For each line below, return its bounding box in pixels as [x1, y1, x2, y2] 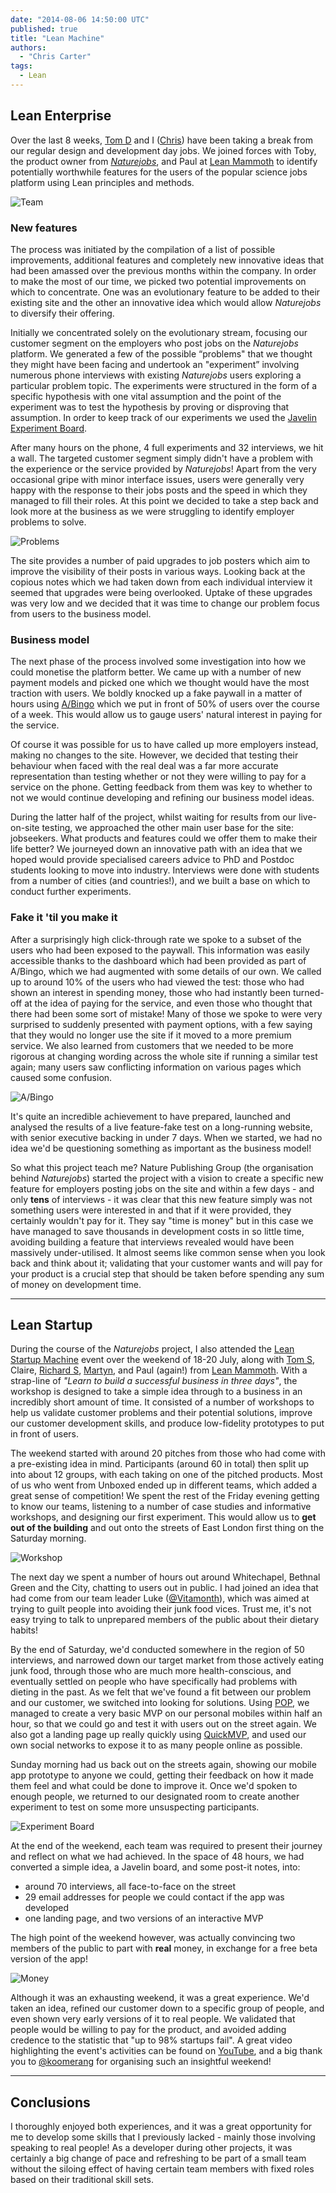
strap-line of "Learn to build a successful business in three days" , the [10, 1375, 298, 1387]
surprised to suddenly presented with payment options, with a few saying [10, 1018, 313, 1030]
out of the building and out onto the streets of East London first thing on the [10, 1522, 325, 1534]
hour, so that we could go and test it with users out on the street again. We [10, 1718, 317, 1730]
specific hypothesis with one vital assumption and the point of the [10, 390, 282, 402]
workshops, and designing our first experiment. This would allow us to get [10, 1511, 317, 1523]
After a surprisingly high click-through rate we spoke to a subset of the [10, 933, 302, 945]
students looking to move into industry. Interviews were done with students [10, 864, 320, 876]
